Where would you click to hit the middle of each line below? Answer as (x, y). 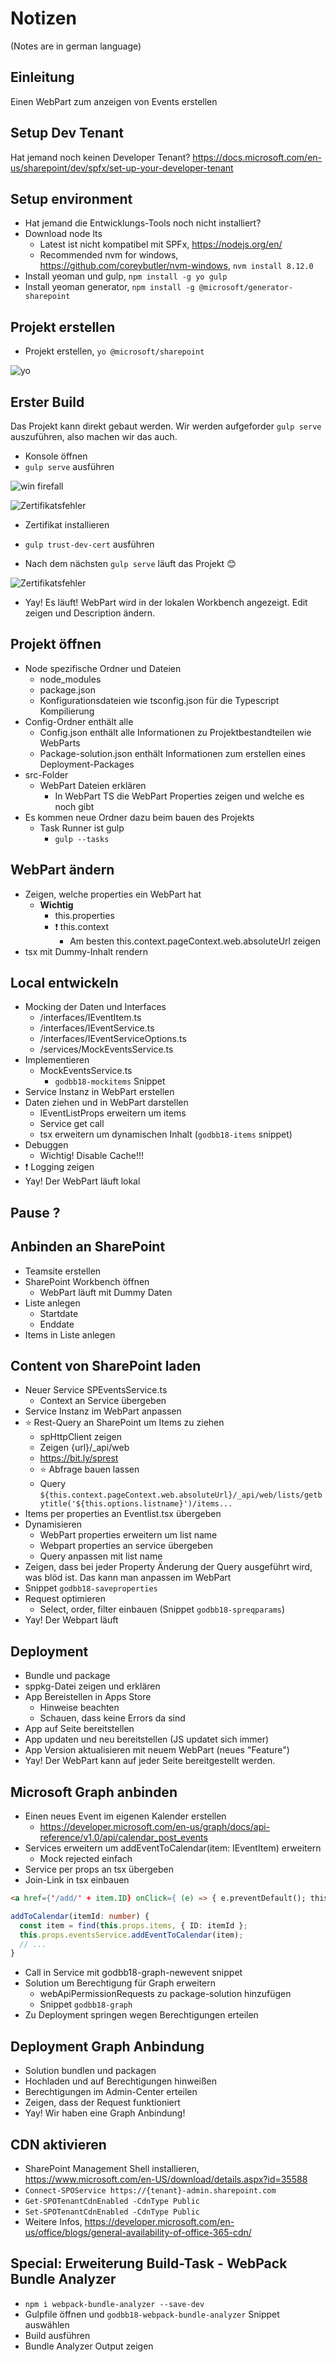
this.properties (84, 915)
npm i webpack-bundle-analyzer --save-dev (114, 2304)
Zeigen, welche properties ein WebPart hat (113, 894)
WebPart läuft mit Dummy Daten (106, 1292)
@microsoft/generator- (246, 288)
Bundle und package (67, 1676)
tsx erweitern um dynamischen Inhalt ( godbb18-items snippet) (166, 1134)
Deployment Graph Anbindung (107, 2046)
